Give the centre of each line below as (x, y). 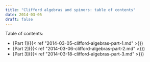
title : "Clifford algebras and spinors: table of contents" (71, 10)
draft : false (19, 19)
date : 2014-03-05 (24, 15)
